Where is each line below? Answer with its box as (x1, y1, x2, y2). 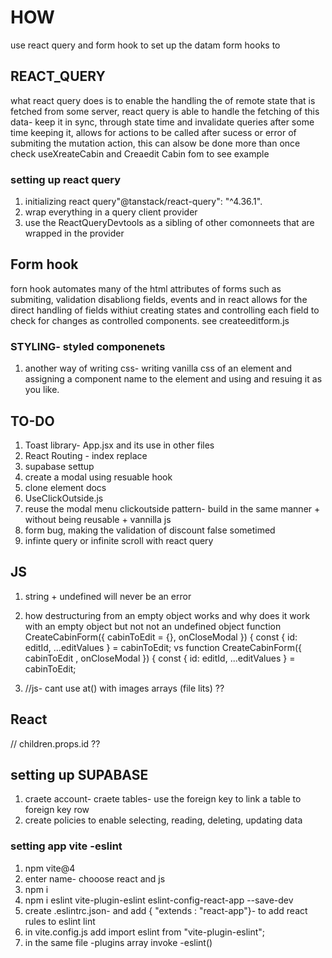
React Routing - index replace (24, 449, 148, 461)
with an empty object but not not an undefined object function (24, 620, 282, 632)
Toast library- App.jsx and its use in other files (24, 439, 215, 451)
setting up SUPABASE (10, 766, 149, 783)
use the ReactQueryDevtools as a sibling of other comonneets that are (24, 217, 315, 229)
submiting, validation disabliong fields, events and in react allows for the (10, 293, 308, 305)
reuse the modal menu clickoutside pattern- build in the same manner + (24, 502, 321, 515)
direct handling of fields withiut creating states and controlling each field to (10, 304, 320, 316)
